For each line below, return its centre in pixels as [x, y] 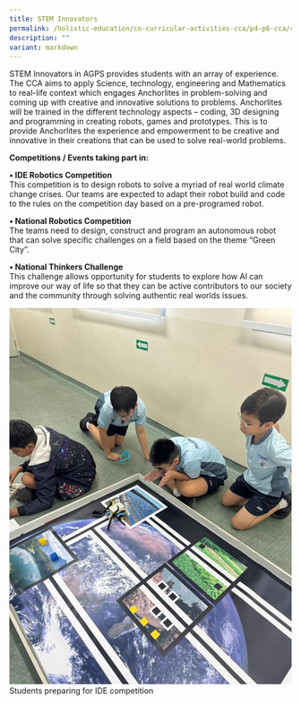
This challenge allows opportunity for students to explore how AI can [136, 277]
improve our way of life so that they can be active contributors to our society [150, 286]
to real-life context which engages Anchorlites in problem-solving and [138, 93]
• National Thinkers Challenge [66, 267]
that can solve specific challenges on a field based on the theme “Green [142, 240]
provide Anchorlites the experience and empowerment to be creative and [144, 131]
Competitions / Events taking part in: [79, 158]
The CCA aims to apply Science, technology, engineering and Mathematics [148, 83]
